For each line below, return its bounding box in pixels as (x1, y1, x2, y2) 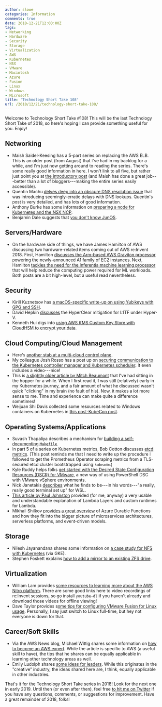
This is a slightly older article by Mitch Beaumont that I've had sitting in (12, 372, 153, 379)
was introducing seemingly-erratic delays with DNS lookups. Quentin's (12, 194, 153, 200)
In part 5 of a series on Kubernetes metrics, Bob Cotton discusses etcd (12, 446, 154, 452)
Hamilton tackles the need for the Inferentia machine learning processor (12, 262, 156, 268)
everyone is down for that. (12, 613, 65, 619)
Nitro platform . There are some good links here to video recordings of (12, 588, 151, 593)
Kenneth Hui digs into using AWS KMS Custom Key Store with (12, 320, 135, 326)
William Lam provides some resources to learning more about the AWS (12, 582, 153, 588)
